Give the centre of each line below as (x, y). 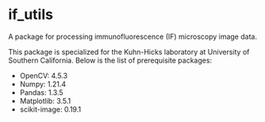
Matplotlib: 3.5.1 (45, 101)
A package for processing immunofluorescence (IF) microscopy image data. (133, 36)
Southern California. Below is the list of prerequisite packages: (110, 60)
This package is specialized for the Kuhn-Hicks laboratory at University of (129, 51)
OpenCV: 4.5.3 (44, 75)
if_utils (31, 15)
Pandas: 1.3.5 (41, 92)
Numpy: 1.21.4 (43, 84)
